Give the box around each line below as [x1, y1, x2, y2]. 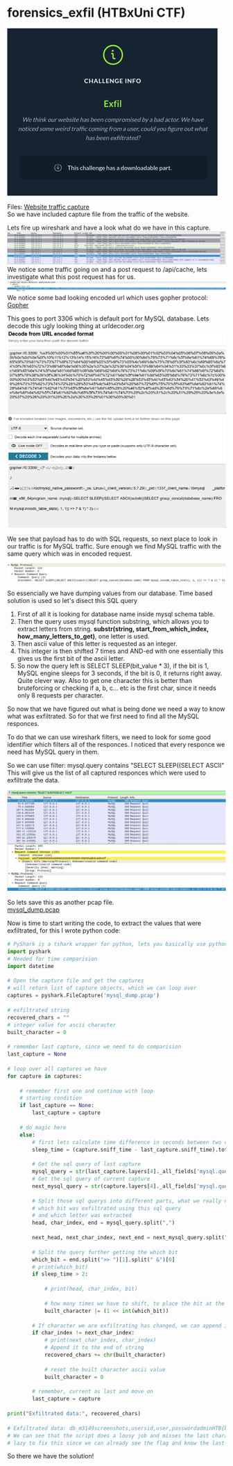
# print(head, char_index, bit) [44, 1285, 138, 1293]
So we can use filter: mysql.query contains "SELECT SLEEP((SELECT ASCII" [7, 762, 225, 770]
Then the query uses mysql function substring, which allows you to [17, 618, 209, 626]
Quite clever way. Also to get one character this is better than [17, 677, 193, 685]
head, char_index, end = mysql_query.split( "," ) [32, 1219, 175, 1227]
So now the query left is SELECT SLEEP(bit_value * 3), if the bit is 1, [17, 662, 209, 670]
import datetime [7, 962, 54, 969]
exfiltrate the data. [7, 776, 60, 784]
